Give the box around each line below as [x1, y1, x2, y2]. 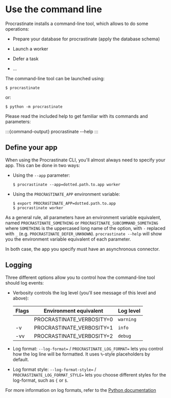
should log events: [5, 279, 44, 286]
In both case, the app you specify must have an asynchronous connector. [5, 246, 160, 252]
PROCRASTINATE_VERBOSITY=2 [34, 332, 113, 339]
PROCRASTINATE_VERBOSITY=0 [34, 316, 113, 323]
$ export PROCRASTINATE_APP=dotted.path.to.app [12, 201, 116, 206]
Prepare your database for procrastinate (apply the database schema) [12, 36, 160, 42]
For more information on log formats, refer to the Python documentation [5, 387, 157, 393]
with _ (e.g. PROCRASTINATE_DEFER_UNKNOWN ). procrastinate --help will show [5, 230, 162, 237]
